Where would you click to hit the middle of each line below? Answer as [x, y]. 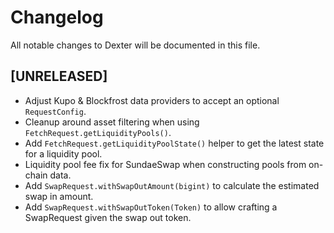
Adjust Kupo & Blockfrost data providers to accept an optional [152, 100]
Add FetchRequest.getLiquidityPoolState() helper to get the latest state [174, 143]
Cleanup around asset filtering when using [112, 122]
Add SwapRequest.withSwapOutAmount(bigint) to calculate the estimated [172, 185]
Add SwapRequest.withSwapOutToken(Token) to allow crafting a [151, 207]
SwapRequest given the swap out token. [108, 217]
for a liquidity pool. [63, 153]
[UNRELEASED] [59, 76]
